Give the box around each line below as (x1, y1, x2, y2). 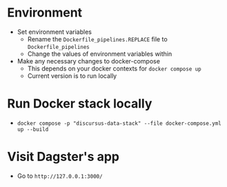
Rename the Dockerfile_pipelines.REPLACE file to (27, 35, 168, 43)
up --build (17, 126, 49, 132)
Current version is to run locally (27, 71, 117, 80)
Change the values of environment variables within (27, 50, 172, 58)
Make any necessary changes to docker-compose (17, 57, 161, 65)
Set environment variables (17, 28, 92, 36)
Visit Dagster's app (7, 149, 119, 165)
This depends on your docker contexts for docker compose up (27, 64, 201, 72)
